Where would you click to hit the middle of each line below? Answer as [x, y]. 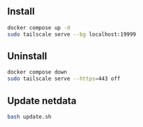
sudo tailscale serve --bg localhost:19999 [72, 34]
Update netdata [42, 101]
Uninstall [27, 56]
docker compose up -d [39, 27]
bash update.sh [29, 116]
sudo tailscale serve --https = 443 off [64, 79]
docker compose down [38, 72]
